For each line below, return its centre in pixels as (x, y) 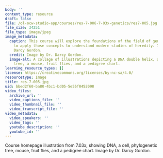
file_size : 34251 (23, 28)
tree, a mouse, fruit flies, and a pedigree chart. (67, 64)
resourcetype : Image (26, 77)
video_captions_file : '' (34, 100)
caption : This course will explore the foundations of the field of (80, 41)
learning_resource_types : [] (34, 69)
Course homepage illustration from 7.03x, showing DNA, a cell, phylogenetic (81, 145)
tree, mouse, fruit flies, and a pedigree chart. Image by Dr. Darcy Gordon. (78, 151)
